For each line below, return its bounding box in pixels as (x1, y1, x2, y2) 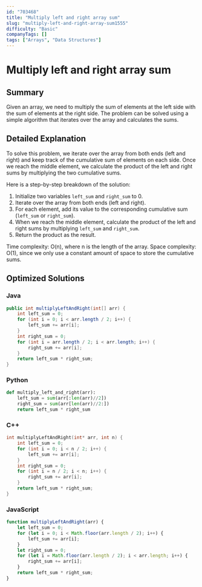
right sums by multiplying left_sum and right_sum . (15, 225, 140, 232)
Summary (6, 87, 44, 98)
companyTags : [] (6, 32, 47, 38)
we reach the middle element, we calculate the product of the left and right (6, 162, 193, 170)
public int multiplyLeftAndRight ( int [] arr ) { (6, 305, 126, 311)
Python (6, 376, 28, 385)
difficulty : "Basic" (6, 25, 59, 32)
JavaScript (6, 505, 39, 514)
